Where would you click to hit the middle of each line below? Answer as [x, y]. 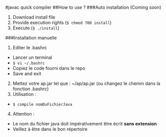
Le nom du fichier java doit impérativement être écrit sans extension [85, 124]
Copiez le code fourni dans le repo [49, 68]
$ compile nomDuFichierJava [42, 105]
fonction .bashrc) [31, 89]
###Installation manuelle [31, 38]
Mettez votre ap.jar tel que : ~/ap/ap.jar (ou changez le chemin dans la [86, 83]
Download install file [34, 17]
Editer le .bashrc [30, 47]
